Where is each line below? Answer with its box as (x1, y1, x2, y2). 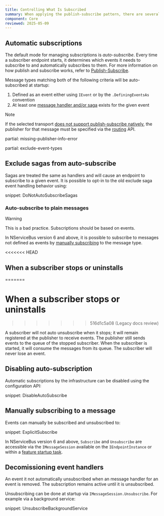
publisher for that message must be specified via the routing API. (5, 126, 136, 132)
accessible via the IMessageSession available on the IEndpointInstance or (5, 444, 152, 449)
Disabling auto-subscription (5, 365, 93, 373)
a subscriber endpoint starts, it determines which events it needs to (5, 57, 141, 63)
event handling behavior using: (5, 183, 67, 188)
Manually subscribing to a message (5, 407, 116, 415)
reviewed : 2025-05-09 (5, 21, 49, 26)
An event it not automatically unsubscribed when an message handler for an (5, 476, 159, 482)
